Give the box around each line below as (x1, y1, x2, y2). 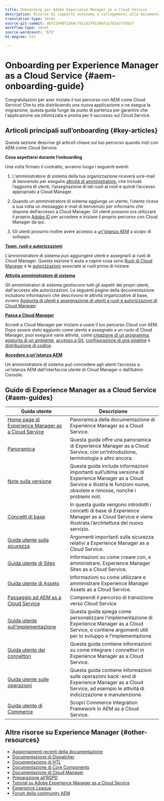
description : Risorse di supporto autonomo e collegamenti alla (5, 12, 139, 17)
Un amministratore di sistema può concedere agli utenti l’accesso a (5, 361, 140, 367)
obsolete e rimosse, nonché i (70, 487, 136, 494)
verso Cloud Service (70, 600, 117, 607)
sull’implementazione (7, 623, 56, 630)
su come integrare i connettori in (70, 646, 144, 653)
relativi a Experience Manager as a (70, 540, 149, 547)
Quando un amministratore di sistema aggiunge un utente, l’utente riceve (12, 198, 159, 204)
